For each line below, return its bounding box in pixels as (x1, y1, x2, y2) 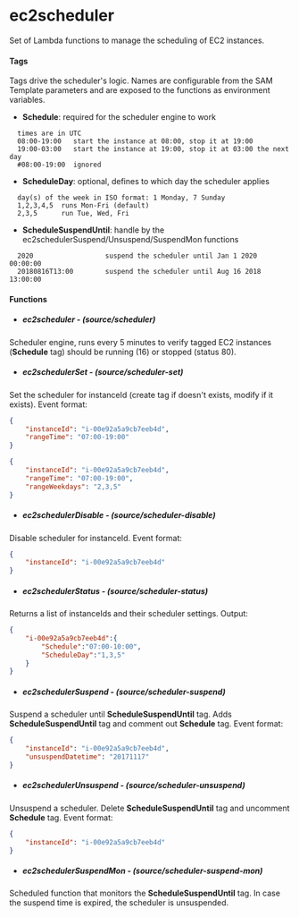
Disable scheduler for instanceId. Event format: (9, 532, 183, 543)
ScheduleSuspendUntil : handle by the (21, 225, 165, 235)
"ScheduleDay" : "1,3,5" (41, 650, 126, 659)
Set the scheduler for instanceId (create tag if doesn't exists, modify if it (9, 389, 274, 400)
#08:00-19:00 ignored (17, 160, 102, 170)
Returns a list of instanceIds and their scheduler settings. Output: (9, 608, 248, 619)
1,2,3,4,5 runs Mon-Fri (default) (17, 201, 150, 210)
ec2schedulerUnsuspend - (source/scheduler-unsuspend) (21, 780, 245, 791)
